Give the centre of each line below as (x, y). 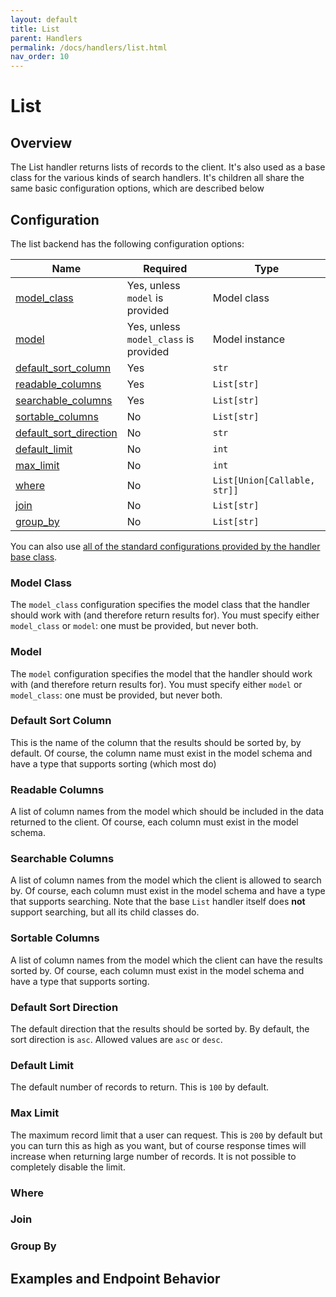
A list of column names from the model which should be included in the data (167, 812)
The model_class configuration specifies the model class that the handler (160, 605)
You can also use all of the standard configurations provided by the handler (165, 546)
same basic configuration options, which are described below (137, 188)
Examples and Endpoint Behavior (115, 1278)
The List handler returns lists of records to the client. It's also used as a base (168, 167)
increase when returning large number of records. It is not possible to (153, 1156)
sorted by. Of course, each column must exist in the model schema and (157, 970)
